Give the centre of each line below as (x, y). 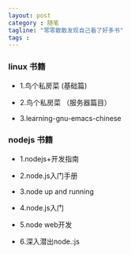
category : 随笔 (34, 23)
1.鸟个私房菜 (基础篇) (53, 85)
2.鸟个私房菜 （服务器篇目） (65, 102)
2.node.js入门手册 (49, 176)
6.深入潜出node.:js (50, 241)
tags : (19, 38)
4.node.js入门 (42, 207)
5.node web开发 (46, 224)
